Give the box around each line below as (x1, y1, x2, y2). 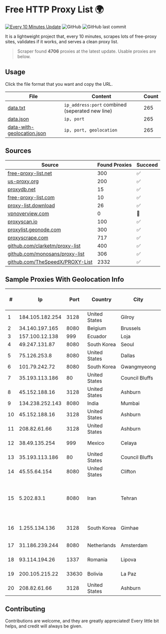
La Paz (121, 571, 137, 577)
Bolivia (87, 571, 103, 577)
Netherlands (87, 542, 116, 549)
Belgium (87, 325, 106, 332)
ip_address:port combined (64, 101, 127, 108)
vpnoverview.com (7, 210, 49, 217)
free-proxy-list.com (7, 194, 55, 201)
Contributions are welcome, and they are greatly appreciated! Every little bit (5, 618, 159, 624)
